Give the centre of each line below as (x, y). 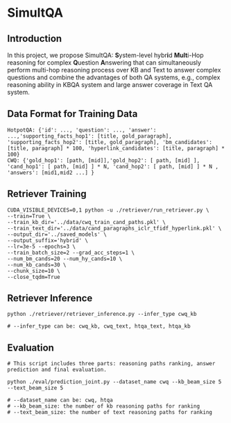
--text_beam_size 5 (35, 388)
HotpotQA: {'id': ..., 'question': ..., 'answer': (82, 130)
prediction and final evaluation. (57, 370)
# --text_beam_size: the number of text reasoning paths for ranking (110, 413)
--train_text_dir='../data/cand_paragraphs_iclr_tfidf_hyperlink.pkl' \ (114, 228)
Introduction (35, 39)
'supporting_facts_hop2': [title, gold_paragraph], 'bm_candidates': (110, 142)
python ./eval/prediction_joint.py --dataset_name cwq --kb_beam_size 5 (114, 382)
